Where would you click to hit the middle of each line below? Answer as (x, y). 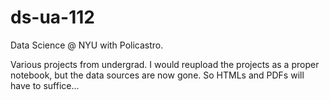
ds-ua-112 (52, 17)
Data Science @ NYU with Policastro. (87, 45)
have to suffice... (45, 85)
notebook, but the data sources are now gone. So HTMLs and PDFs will (157, 75)
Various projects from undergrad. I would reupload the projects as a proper (165, 64)
